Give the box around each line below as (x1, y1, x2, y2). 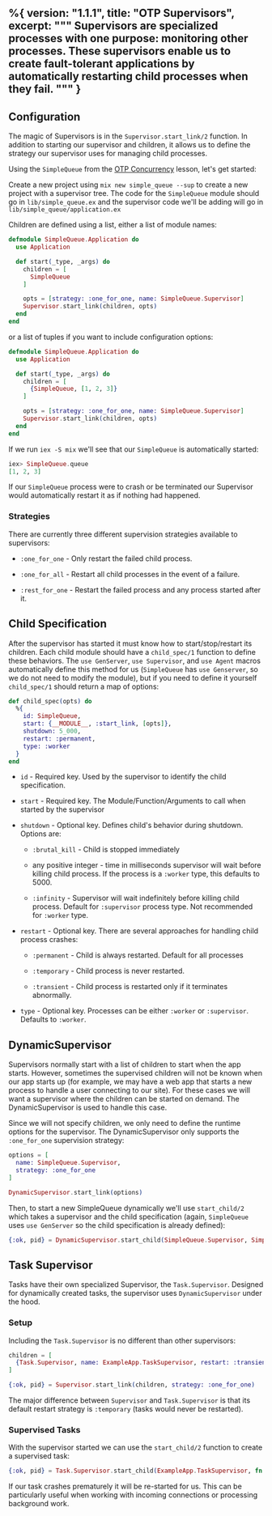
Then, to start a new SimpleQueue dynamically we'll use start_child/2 (8, 1203, 244, 1212)
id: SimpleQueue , (23, 712, 82, 720)
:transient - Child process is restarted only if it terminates (32, 982, 228, 992)
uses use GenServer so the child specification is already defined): (8, 1220, 226, 1229)
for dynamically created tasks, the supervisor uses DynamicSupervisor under (8, 1289, 263, 1298)
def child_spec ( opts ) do (8, 697, 92, 705)
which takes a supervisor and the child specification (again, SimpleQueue (8, 1212, 249, 1221)
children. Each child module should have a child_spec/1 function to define (8, 647, 257, 656)
